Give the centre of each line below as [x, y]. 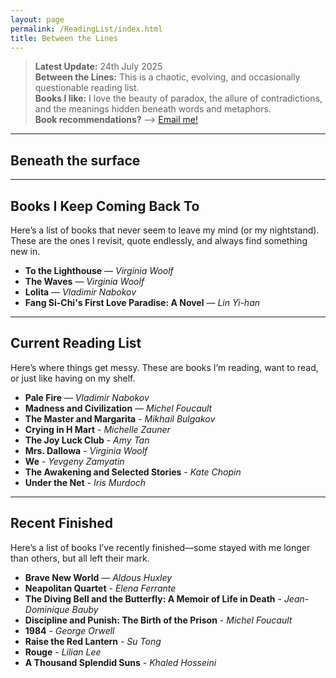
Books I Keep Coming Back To [105, 206]
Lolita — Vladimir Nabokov [80, 292]
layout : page [37, 19]
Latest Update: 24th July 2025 [98, 67]
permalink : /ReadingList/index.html [86, 29]
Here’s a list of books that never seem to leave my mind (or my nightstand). [165, 230]
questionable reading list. [87, 88]
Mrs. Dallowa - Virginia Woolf [86, 450]
